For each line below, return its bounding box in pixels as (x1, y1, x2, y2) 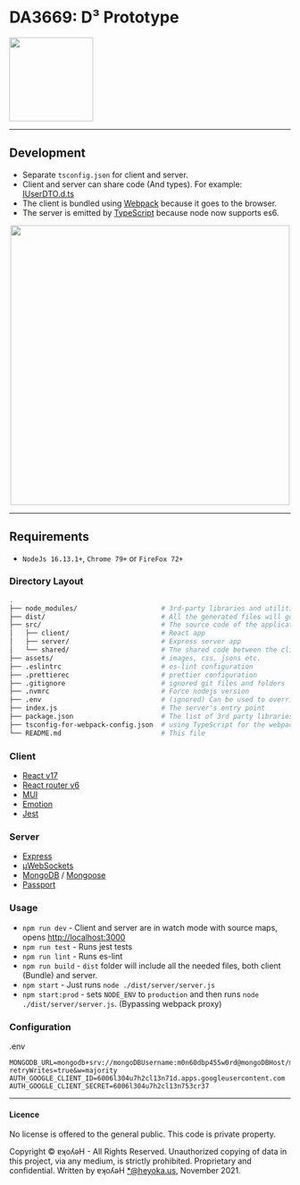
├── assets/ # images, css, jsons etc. (9, 653, 262, 662)
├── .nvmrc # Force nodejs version (9, 687, 250, 696)
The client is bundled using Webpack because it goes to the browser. (21, 198, 278, 209)
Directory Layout (9, 575, 84, 588)
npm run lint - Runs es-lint (21, 951, 123, 961)
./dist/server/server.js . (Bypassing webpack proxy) (21, 998, 222, 1009)
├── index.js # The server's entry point (9, 703, 266, 713)
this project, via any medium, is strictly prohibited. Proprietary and (9, 1155, 252, 1166)
